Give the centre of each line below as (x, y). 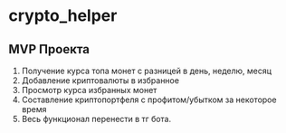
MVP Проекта (49, 49)
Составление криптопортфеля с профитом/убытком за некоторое (149, 100)
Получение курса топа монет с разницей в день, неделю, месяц (147, 71)
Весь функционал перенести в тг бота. (96, 119)
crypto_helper (63, 16)
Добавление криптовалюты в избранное (100, 81)
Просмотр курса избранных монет (89, 90)
